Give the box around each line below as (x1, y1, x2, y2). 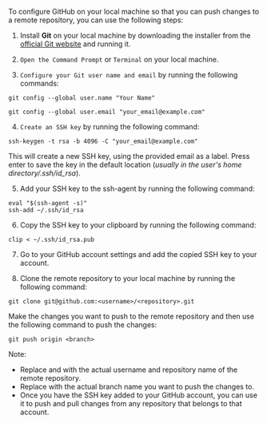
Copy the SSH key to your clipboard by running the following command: (19, 220, 257, 230)
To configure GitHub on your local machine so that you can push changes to (8, 7, 260, 16)
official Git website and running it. (19, 39, 131, 49)
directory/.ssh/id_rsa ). (8, 168, 82, 178)
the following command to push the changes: (8, 320, 157, 330)
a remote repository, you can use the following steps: (8, 15, 184, 25)
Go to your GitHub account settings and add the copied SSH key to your (19, 250, 257, 259)
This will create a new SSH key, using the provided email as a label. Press (8, 152, 250, 160)
